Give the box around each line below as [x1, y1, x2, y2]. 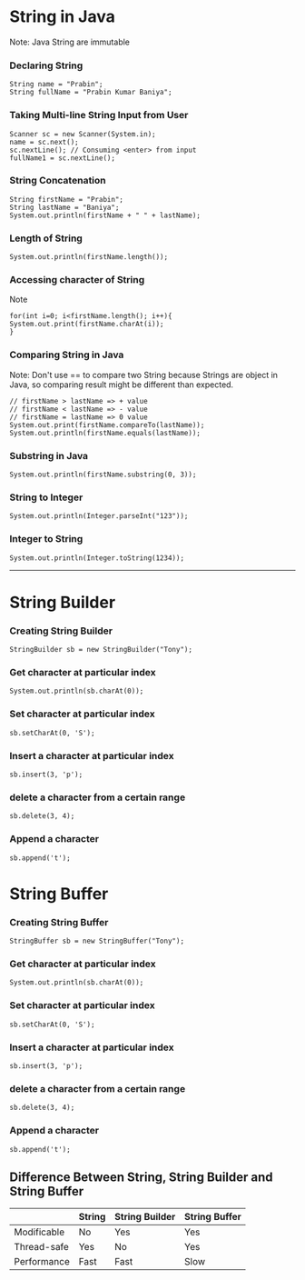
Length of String [9, 232, 84, 245]
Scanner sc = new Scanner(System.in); [9, 129, 156, 138]
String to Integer [9, 491, 84, 504]
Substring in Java [9, 449, 89, 462]
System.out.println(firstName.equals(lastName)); [9, 428, 202, 437]
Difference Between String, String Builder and [9, 1169, 274, 1185]
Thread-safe [14, 1241, 70, 1254]
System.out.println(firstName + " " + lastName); [9, 211, 202, 220]
